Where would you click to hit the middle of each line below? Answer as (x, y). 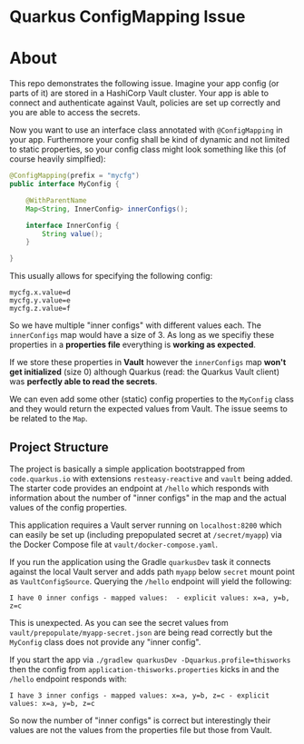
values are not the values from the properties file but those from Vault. (141, 729)
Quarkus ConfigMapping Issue (127, 17)
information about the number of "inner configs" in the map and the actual (148, 498)
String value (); (73, 233)
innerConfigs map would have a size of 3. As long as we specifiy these (142, 335)
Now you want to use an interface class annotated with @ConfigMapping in (146, 130)
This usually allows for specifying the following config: (111, 276)
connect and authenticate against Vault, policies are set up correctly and (145, 103)
